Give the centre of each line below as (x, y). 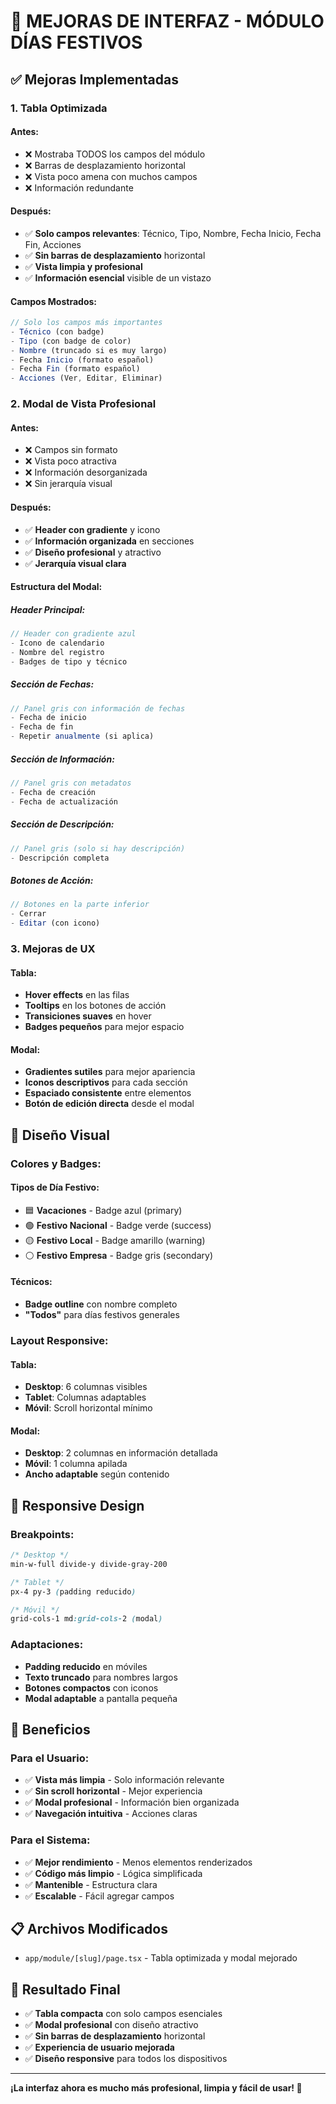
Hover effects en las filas (77, 995)
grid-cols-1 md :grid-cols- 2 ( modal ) (86, 1619)
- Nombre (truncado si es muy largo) (89, 350)
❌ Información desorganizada (86, 472)
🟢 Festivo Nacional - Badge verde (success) (118, 1225)
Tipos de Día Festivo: (55, 1187)
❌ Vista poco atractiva (70, 461)
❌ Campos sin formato (71, 450)
